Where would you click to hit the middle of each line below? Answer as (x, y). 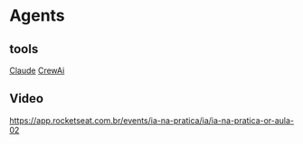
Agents (37, 16)
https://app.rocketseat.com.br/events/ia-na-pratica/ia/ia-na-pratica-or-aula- (152, 120)
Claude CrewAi (37, 70)
